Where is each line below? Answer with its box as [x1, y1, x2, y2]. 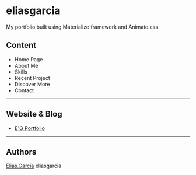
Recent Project [14, 74, 51, 81]
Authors [6, 147, 37, 157]
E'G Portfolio [14, 124, 45, 132]
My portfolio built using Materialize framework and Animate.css [6, 23, 159, 30]
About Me [14, 62, 39, 69]
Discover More [14, 80, 51, 87]
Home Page [14, 55, 43, 62]
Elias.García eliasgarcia [6, 162, 62, 170]
